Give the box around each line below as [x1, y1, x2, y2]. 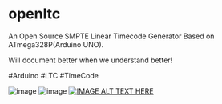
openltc [8, 5, 61, 23]
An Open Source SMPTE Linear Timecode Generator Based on [8, 31, 215, 41]
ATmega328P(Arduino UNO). [8, 39, 104, 49]
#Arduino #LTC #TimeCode [8, 70, 99, 80]
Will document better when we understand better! [8, 55, 173, 65]
